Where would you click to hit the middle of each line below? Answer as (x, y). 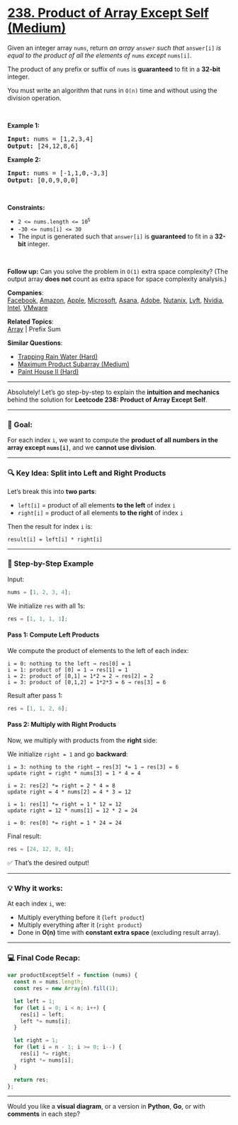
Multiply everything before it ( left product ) (81, 918)
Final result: (24, 836)
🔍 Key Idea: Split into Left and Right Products (87, 473)
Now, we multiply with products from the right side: (83, 740)
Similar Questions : (35, 343)
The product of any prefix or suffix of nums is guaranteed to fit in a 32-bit (114, 69)
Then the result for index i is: (50, 526)
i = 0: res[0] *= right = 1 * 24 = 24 (64, 823)
